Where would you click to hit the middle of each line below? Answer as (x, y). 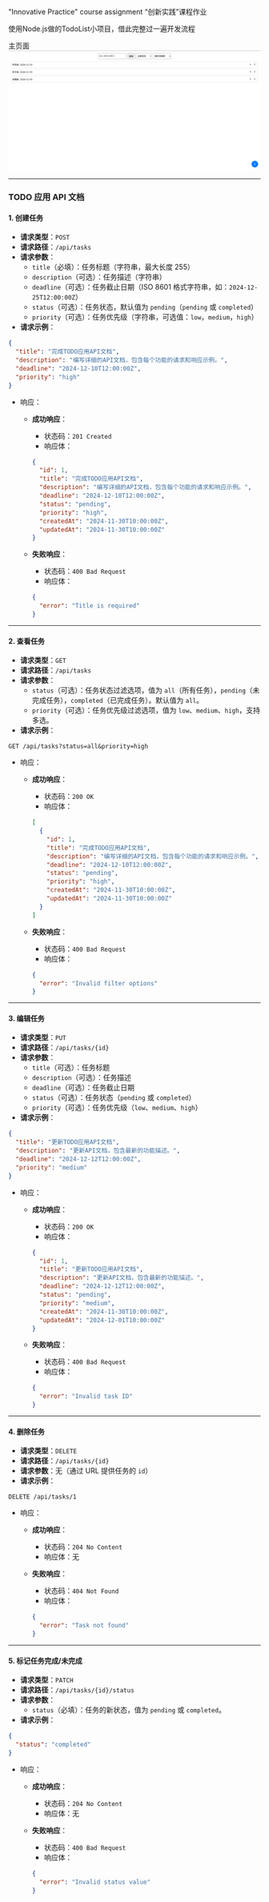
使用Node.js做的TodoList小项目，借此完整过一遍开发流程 (102, 29)
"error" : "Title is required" (89, 606)
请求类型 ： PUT (43, 1037)
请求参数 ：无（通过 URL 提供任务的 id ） (86, 1471)
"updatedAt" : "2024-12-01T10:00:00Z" (102, 1320)
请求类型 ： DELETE (48, 1451)
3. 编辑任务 (27, 1018)
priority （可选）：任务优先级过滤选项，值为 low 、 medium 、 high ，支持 (146, 710)
